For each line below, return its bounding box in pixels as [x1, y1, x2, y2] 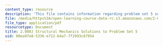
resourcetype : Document [5, 25, 53, 30]
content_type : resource [5, 7, 53, 12]
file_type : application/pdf [5, 20, 62, 25]
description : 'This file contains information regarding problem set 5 [5, 11, 153, 16]
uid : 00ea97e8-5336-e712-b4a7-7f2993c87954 [5, 34, 95, 39]
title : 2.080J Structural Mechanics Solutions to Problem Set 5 [5, 29, 138, 34]
